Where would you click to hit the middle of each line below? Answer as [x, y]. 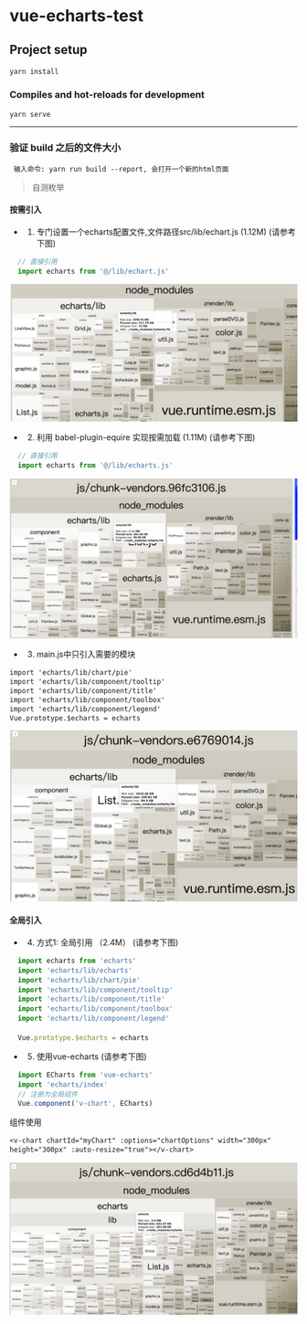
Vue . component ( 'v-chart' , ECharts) [85, 1104]
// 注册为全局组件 [48, 1094]
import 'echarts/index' [63, 1084]
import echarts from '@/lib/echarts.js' [95, 466]
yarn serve [30, 115]
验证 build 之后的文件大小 [65, 148]
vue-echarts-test [77, 16]
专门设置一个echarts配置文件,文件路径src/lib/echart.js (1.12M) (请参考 [166, 231]
